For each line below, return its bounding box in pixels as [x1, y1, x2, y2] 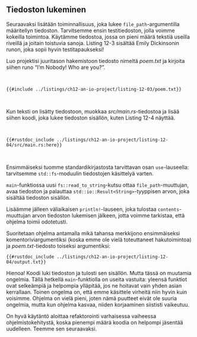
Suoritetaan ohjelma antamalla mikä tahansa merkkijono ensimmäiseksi [6, 229, 180, 237]
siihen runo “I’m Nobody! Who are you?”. [6, 64, 106, 71]
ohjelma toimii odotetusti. [6, 218, 68, 225]
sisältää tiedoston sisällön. [6, 194, 71, 201]
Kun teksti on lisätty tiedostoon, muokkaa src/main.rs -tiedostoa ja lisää [6, 108, 180, 115]
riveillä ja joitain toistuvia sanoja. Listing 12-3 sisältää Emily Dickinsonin [6, 39, 180, 46]
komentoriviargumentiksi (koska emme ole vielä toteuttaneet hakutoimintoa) [6, 236, 192, 243]
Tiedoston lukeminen [6, 5, 87, 15]
